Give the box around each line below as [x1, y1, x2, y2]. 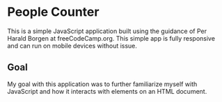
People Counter [7, 4, 100, 20]
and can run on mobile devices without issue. [7, 41, 138, 50]
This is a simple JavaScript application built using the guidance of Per [7, 27, 207, 35]
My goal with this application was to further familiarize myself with [7, 80, 198, 88]
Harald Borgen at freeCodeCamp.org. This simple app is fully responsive [7, 34, 216, 42]
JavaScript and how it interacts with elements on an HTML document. [7, 87, 207, 95]
